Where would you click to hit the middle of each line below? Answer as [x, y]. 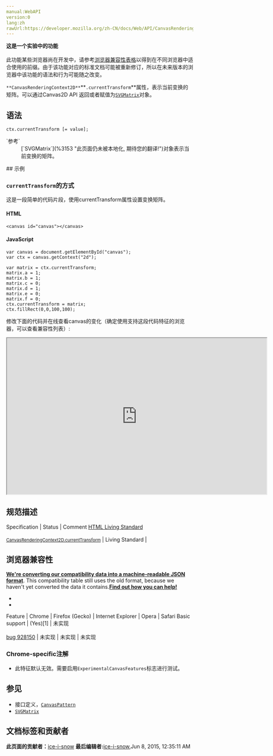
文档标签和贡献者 [37, 731]
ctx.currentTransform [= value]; [47, 129]
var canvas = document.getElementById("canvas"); [69, 252]
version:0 [18, 17]
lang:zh [16, 23]
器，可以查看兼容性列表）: [38, 329]
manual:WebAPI [24, 12]
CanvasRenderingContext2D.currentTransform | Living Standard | [77, 539]
